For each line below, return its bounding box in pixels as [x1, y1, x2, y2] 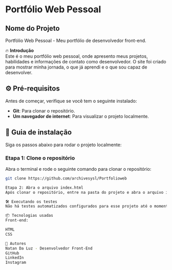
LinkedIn [5, 255, 24, 260]
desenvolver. [5, 70, 32, 75]
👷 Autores [5, 241, 27, 246]
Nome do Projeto [5, 24, 60, 33]
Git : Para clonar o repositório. [12, 107, 75, 114]
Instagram [5, 260, 27, 265]
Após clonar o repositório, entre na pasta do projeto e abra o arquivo [5, 190, 164, 195]
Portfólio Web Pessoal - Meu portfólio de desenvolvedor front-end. [5, 37, 147, 43]
